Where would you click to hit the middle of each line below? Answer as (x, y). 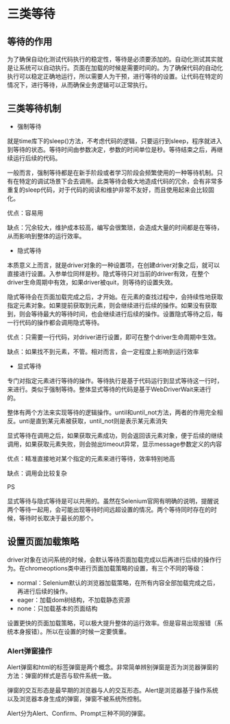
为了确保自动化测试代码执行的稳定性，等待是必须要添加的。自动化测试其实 (112, 59)
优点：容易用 (25, 212)
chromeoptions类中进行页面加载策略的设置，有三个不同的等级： (115, 568)
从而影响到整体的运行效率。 (46, 236)
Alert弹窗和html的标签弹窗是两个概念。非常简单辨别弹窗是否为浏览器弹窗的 (113, 667)
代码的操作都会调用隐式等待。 (61, 322)
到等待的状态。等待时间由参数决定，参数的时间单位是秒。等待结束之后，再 (112, 149)
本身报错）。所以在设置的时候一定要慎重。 (71, 632)
